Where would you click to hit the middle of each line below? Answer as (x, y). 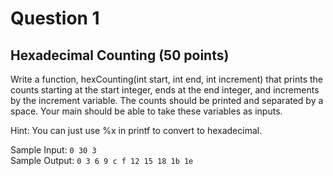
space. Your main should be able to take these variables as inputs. (146, 111)
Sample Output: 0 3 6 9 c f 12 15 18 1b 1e (102, 160)
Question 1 (55, 18)
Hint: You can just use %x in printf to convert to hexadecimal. (136, 130)
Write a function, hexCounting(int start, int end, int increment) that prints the (166, 79)
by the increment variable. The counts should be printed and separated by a (167, 100)
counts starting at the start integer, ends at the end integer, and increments (165, 90)
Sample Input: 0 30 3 (53, 150)
